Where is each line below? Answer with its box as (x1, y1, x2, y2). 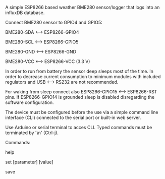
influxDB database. (5, 10, 45, 16)
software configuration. (5, 99, 54, 105)
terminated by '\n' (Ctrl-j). (5, 130, 59, 136)
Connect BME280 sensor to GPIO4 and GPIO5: (5, 20, 102, 25)
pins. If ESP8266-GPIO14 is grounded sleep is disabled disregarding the (5, 94, 155, 100)
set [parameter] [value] (5, 159, 53, 165)
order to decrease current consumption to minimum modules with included (5, 74, 161, 80)
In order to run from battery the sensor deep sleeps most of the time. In (5, 68, 154, 74)
